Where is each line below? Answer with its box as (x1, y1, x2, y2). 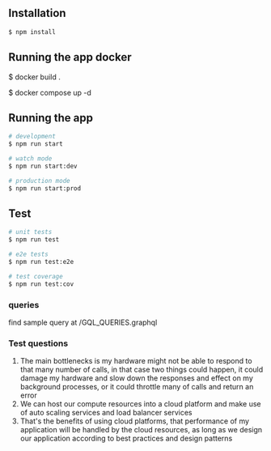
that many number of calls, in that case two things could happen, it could (19, 364, 264, 375)
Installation (8, 6, 66, 20)
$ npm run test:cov (8, 279, 74, 288)
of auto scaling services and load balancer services (19, 408, 193, 418)
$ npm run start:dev (8, 162, 78, 170)
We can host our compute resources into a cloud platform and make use (19, 399, 261, 409)
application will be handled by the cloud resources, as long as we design (19, 425, 263, 435)
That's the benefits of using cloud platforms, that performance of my (19, 416, 249, 426)
